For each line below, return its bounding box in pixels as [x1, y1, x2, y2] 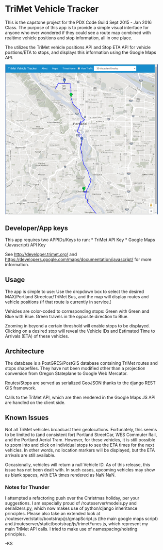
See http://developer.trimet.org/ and [5, 251, 77, 258]
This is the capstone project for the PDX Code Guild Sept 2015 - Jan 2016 [5, 19, 152, 25]
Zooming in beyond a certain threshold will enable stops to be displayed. [5, 323, 150, 328]
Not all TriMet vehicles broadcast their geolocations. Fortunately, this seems [5, 426, 157, 432]
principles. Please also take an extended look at [5, 510, 100, 516]
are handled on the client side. [5, 399, 65, 405]
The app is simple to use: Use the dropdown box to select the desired [5, 289, 144, 294]
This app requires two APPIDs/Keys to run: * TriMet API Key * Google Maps [5, 237, 155, 243]
